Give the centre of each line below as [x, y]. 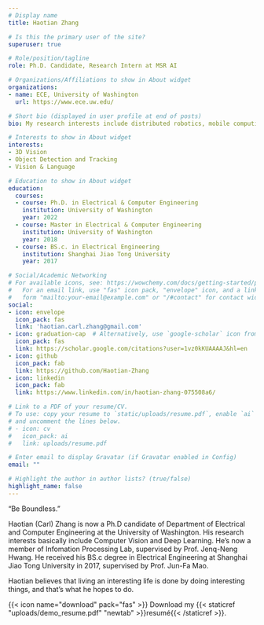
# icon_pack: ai [38, 436]
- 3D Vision [27, 153]
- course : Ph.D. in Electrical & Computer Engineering [107, 203]
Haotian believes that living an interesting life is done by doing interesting [126, 581]
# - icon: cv [29, 428]
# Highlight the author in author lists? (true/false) [100, 479]
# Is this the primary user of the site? [77, 37]
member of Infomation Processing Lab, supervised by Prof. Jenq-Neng [123, 549]
